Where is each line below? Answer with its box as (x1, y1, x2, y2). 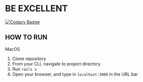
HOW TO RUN (5, 33, 48, 41)
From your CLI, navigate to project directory (12, 61, 101, 66)
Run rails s (12, 66, 37, 72)
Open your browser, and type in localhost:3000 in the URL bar (12, 71, 138, 77)
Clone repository (12, 56, 47, 61)
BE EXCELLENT (5, 3, 68, 14)
